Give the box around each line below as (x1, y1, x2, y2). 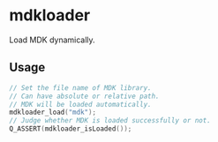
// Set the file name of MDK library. (9, 83, 152, 93)
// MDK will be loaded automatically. (9, 100, 152, 108)
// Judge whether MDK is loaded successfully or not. (9, 116, 212, 125)
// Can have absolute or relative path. (9, 92, 161, 101)
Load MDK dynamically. (9, 34, 95, 45)
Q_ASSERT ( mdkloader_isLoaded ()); (9, 124, 132, 133)
